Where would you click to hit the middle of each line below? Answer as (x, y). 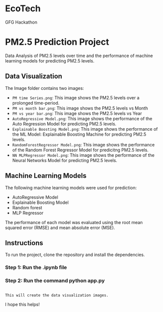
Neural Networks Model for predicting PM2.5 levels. (65, 160)
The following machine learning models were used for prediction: (71, 188)
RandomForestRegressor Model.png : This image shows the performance (83, 144)
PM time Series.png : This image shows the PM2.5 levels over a (76, 98)
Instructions (24, 243)
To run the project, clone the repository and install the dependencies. (75, 255)
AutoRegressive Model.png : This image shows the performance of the (82, 118)
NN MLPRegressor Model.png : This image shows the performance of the (83, 155)
